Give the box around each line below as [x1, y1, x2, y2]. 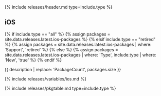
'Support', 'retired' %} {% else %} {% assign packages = [4, 46, 119, 53]
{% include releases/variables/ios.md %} [4, 76, 87, 82]
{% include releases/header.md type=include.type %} [4, 4, 113, 10]
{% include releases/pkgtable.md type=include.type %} [4, 85, 116, 91]
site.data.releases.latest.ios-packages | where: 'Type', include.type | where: [4, 52, 157, 58]
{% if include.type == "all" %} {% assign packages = [4, 31, 110, 37]
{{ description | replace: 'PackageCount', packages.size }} [4, 66, 121, 72]
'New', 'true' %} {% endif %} [4, 57, 62, 63]
